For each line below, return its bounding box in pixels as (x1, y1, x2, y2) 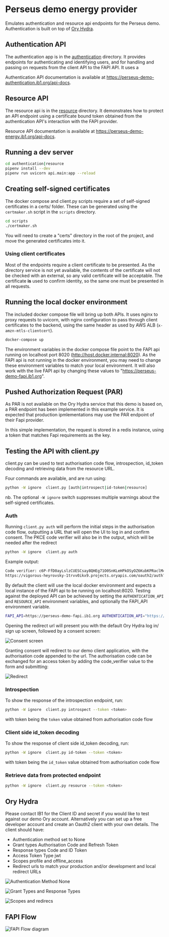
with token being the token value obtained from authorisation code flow (5, 716, 153, 723)
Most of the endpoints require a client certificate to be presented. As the (5, 261, 155, 268)
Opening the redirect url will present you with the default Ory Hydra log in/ (5, 622, 159, 629)
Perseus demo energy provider (5, 4, 137, 15)
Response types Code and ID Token (12, 847, 87, 853)
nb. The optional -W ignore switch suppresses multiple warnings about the (5, 494, 160, 501)
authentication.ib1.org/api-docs (5, 79, 70, 85)
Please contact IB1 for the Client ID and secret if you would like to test (5, 811, 149, 817)
